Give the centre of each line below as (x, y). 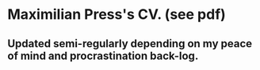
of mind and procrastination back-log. (103, 55)
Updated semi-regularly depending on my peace (130, 44)
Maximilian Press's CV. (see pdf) (117, 15)
